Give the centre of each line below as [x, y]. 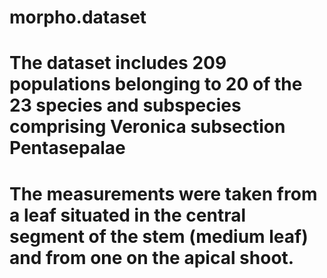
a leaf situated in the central [128, 215]
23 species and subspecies [125, 105]
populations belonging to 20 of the [156, 84]
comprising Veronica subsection [147, 127]
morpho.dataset [78, 17]
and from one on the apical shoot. [152, 257]
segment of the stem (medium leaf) [159, 236]
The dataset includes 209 [118, 63]
